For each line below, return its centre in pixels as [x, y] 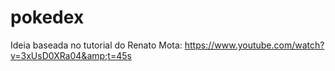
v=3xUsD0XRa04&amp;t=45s [71, 55]
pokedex [47, 17]
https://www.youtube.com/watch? [254, 45]
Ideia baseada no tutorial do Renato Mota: [96, 45]
